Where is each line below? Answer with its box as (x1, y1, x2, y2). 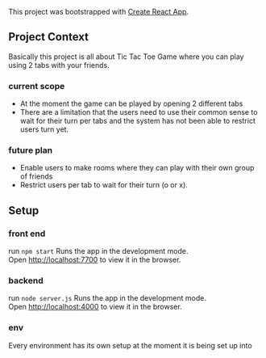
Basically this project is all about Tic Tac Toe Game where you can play (8, 52, 244, 61)
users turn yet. (19, 124, 69, 134)
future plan (8, 145, 53, 156)
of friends (19, 171, 53, 181)
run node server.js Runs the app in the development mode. (8, 293, 207, 303)
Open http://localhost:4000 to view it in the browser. (8, 302, 183, 312)
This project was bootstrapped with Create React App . (8, 7, 189, 16)
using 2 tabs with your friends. (8, 60, 110, 69)
